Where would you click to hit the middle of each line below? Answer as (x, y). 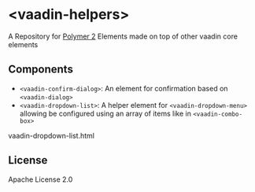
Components (41, 70)
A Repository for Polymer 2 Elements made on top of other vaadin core (123, 36)
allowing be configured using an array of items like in (105, 113)
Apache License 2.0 (41, 179)
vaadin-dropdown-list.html (51, 135)
